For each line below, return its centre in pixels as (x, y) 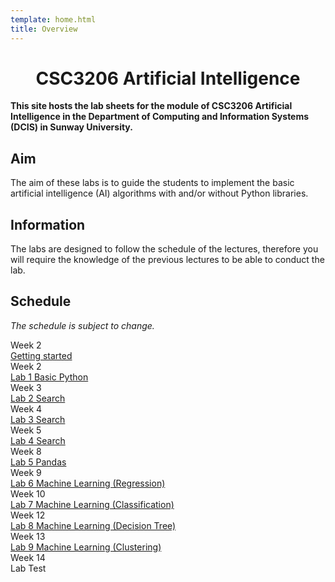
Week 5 (26, 430)
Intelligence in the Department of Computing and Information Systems (160, 117)
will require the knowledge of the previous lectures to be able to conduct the (167, 260)
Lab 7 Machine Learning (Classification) (92, 504)
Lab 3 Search (38, 419)
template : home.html (53, 19)
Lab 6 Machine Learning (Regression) (88, 483)
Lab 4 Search (38, 440)
